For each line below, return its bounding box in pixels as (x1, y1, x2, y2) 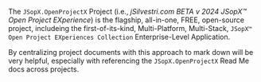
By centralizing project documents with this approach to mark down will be (8, 48, 254, 57)
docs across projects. (8, 64, 80, 74)
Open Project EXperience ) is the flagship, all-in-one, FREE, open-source (8, 15, 245, 25)
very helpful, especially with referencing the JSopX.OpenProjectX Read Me (8, 56, 249, 65)
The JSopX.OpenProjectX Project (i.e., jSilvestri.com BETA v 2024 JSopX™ (8, 7, 247, 16)
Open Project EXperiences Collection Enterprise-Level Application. (8, 32, 231, 41)
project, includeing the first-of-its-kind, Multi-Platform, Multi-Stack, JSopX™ (8, 24, 252, 33)
